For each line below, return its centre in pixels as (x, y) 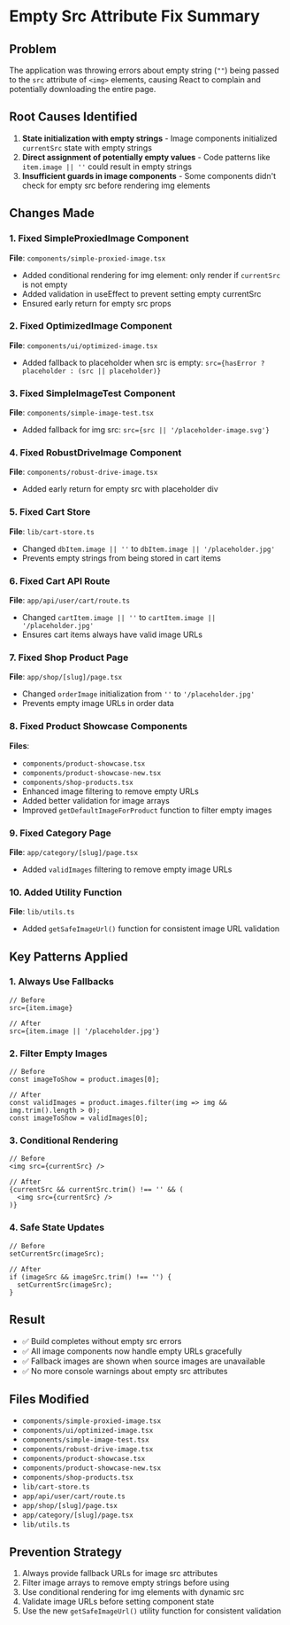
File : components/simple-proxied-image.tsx (88, 258)
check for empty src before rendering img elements (116, 185)
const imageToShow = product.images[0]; (85, 1080)
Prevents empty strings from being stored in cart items (121, 558)
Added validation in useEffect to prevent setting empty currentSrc (141, 293)
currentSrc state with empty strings (87, 147)
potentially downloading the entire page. (83, 89)
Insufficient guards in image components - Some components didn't (149, 175)
